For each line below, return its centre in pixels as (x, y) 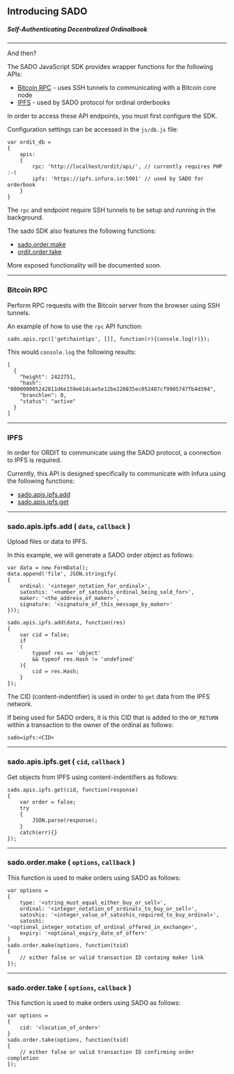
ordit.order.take (39, 252)
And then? (22, 53)
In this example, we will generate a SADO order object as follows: (101, 555)
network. (20, 704)
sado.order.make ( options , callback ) (71, 862)
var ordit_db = (29, 142)
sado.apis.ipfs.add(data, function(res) (67, 623)
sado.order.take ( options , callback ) (69, 988)
